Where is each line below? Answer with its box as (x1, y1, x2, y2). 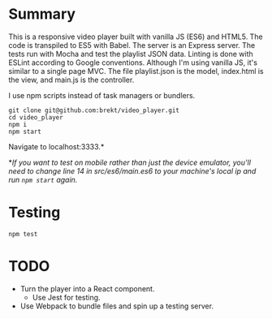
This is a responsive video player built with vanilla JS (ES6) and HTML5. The (8, 32, 263, 41)
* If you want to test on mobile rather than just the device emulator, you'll (8, 157, 252, 167)
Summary (8, 5, 76, 24)
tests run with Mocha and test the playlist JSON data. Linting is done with (8, 49, 253, 58)
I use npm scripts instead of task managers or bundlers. (8, 90, 196, 100)
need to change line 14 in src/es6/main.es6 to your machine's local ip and (8, 166, 257, 175)
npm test (8, 230, 38, 238)
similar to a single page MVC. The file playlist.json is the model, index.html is (8, 66, 264, 75)
